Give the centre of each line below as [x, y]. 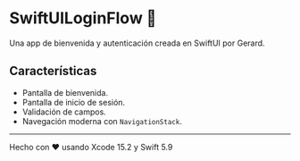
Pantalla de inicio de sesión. [74, 102]
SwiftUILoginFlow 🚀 [83, 18]
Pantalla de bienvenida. [65, 92]
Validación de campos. [64, 112]
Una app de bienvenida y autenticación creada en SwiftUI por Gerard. [137, 43]
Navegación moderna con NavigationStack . [102, 121]
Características [53, 71]
